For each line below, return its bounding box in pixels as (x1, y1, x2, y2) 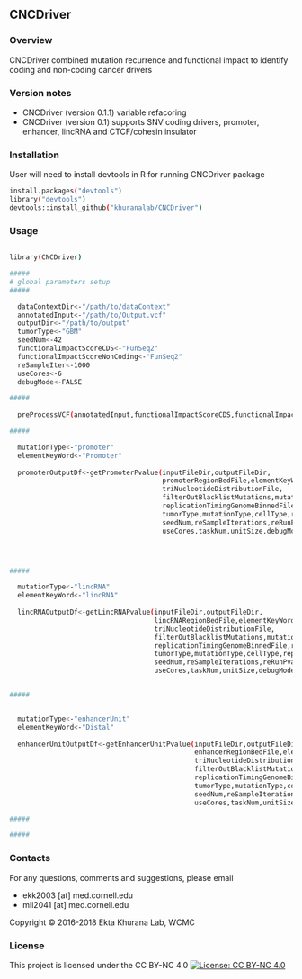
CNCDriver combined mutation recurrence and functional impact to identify (9, 54, 289, 66)
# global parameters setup (9, 277, 111, 286)
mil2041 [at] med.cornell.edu (22, 899, 129, 910)
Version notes (9, 86, 72, 99)
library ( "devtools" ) (9, 195, 87, 204)
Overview (9, 34, 53, 47)
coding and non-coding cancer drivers (9, 64, 153, 75)
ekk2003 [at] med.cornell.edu (22, 890, 133, 901)
